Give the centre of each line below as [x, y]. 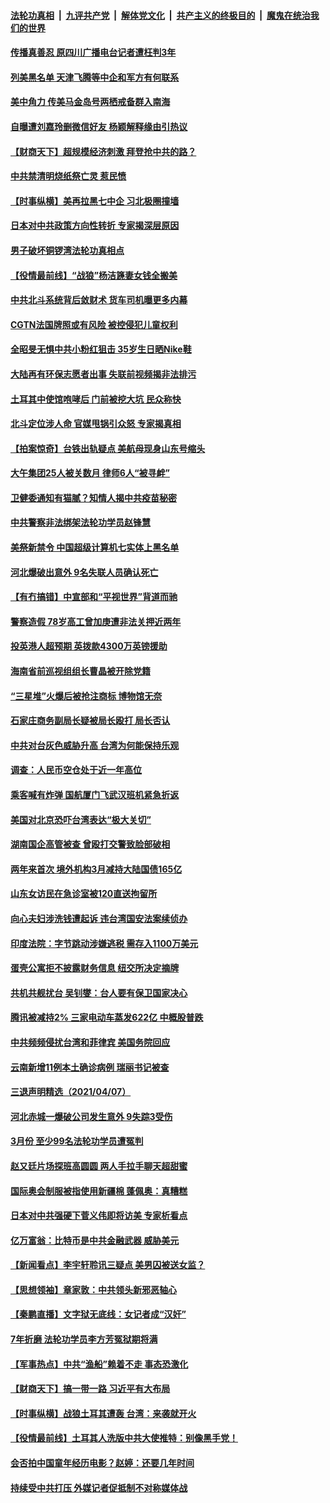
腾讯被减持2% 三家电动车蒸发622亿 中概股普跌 [107, 1017]
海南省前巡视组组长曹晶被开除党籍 [80, 671]
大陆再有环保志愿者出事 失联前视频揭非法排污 [103, 374]
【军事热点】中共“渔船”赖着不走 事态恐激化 [99, 1364]
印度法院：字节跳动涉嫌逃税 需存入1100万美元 [104, 943]
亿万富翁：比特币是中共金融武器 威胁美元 [95, 1240]
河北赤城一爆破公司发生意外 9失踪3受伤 [91, 1116]
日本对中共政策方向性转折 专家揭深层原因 [95, 226]
